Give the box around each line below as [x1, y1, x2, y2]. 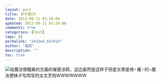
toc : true [5, 52, 25, 58]
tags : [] [5, 35, 23, 40]
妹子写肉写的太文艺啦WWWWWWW [13, 73, 87, 79]
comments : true [5, 25, 36, 30]
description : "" [5, 48, 38, 53]
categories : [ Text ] [5, 30, 45, 35]
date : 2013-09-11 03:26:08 [5, 16, 60, 21]
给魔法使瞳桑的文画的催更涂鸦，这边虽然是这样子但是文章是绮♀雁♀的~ [10, 66, 152, 72]
